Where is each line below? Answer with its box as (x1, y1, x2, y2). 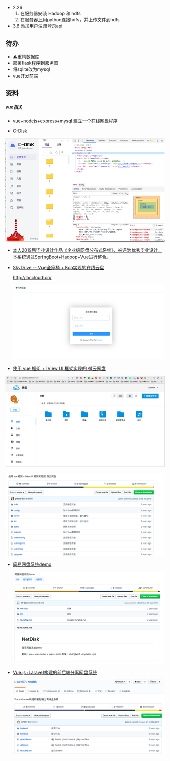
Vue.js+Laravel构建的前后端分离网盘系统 (12, 669, 97, 675)
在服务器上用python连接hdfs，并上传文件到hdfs (20, 17, 120, 22)
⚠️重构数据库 (12, 53, 40, 60)
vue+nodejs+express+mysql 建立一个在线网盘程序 (12, 118, 118, 124)
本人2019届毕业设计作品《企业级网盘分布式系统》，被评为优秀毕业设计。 (12, 247, 163, 253)
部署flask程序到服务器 (12, 60, 59, 66)
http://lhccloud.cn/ (12, 274, 52, 280)
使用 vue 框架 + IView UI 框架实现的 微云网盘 (12, 365, 106, 372)
